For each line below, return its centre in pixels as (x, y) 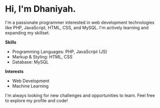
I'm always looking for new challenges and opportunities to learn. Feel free (80, 95)
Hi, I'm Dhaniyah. (40, 9)
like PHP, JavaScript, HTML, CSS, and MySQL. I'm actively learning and (77, 27)
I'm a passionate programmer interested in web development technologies (80, 22)
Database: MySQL (30, 62)
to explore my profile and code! (37, 100)
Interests (14, 71)
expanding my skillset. (28, 33)
